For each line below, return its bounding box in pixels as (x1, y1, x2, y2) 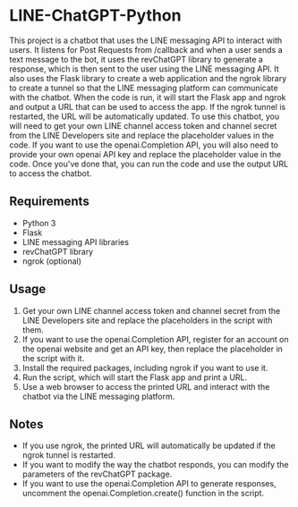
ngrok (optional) (21, 256, 82, 266)
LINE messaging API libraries (21, 236, 130, 247)
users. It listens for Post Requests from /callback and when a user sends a (9, 44, 283, 55)
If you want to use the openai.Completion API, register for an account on (21, 334, 289, 344)
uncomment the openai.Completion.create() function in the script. (21, 488, 265, 499)
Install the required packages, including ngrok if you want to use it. (21, 362, 268, 373)
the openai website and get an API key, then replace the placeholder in (21, 343, 284, 354)
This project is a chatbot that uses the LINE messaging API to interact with (9, 35, 283, 46)
